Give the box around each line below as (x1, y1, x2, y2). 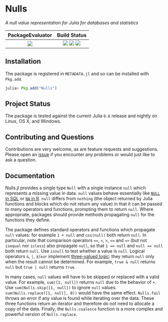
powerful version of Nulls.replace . (5, 311, 78, 317)
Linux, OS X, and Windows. (5, 118, 62, 124)
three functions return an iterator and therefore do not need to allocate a (5, 300, 154, 307)
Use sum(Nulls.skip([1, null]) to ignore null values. (5, 285, 117, 291)
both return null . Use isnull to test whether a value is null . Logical (5, 248, 145, 254)
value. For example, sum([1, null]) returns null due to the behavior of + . (5, 279, 156, 285)
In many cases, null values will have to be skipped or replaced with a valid (5, 274, 159, 280)
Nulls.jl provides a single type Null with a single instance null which (5, 185, 146, 191)
